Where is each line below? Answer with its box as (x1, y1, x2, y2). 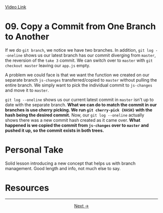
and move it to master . (5, 87, 49, 93)
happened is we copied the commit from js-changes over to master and (5, 122, 149, 128)
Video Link (5, 4, 27, 10)
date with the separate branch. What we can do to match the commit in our (5, 101, 157, 108)
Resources (5, 183, 49, 194)
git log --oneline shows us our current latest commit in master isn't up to (5, 97, 154, 102)
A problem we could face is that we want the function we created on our (5, 72, 149, 78)
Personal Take (5, 144, 64, 156)
